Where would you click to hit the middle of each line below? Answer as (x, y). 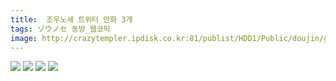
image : (24, 38)
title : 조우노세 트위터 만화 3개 (71, 19)
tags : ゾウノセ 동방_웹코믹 (60, 29)
